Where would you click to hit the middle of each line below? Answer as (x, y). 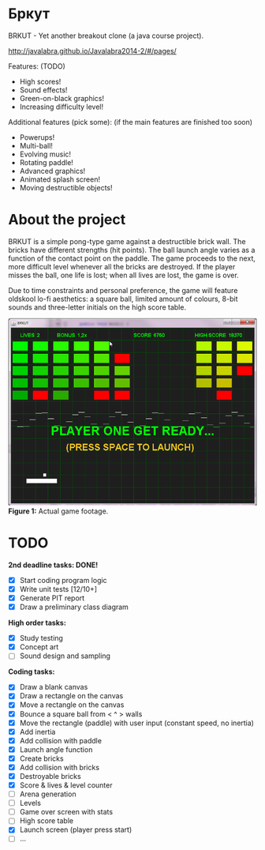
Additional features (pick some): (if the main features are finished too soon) (131, 122)
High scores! (40, 81)
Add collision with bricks (60, 767)
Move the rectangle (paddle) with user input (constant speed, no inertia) (137, 723)
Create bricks (42, 758)
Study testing (41, 638)
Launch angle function (56, 749)
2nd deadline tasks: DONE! (53, 565)
